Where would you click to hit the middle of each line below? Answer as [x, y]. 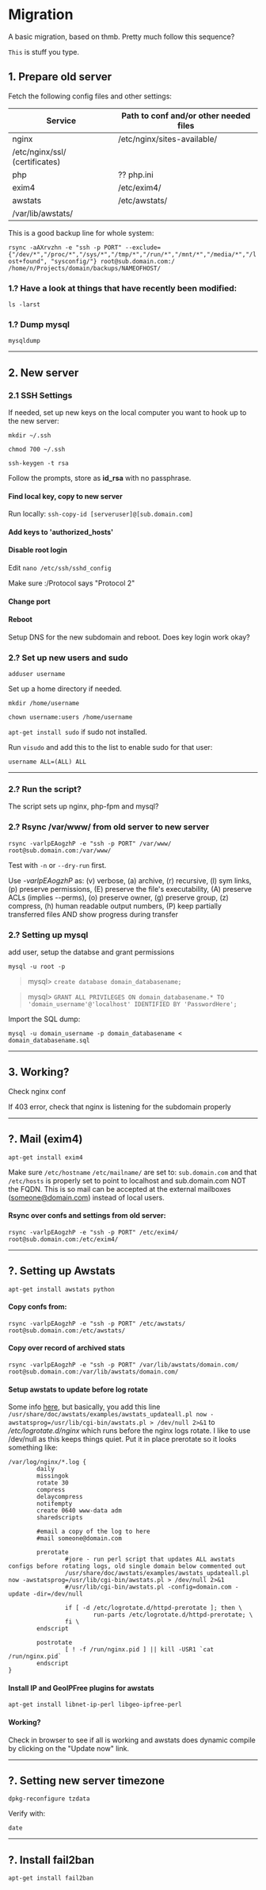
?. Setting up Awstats [62, 1271]
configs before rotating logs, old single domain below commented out [127, 1566]
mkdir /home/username [44, 704]
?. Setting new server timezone [86, 1781]
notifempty [55, 1504]
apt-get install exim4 [46, 1157]
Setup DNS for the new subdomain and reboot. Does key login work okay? [129, 637]
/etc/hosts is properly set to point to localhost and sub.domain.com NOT [127, 1181]
